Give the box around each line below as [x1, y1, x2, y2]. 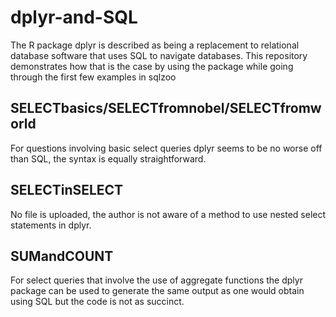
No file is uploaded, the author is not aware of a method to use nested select [10, 208, 327, 220]
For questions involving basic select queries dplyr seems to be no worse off [10, 142, 323, 154]
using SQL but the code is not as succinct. [10, 296, 185, 308]
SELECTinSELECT [10, 182, 124, 199]
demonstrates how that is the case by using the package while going [10, 60, 294, 72]
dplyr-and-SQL [10, 6, 138, 29]
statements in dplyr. [10, 219, 92, 231]
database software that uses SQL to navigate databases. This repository [10, 49, 308, 61]
